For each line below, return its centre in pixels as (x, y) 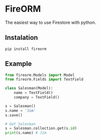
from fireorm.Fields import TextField (44, 79)
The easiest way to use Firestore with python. (50, 22)
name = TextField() (34, 93)
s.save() (14, 115)
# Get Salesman (20, 124)
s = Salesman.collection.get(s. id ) (41, 128)
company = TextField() (37, 97)
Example (18, 64)
